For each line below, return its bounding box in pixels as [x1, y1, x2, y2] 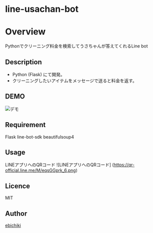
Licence [5, 182, 31, 190]
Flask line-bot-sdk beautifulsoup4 [5, 134, 74, 140]
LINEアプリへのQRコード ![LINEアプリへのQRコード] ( [5, 162, 114, 168]
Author [5, 209, 27, 218]
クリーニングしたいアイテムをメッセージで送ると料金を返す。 [12, 78, 137, 84]
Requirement [5, 121, 46, 129]
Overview [5, 26, 46, 38]
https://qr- [113, 162, 135, 168]
